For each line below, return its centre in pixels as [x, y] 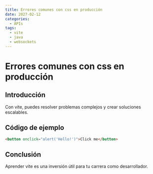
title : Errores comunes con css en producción [54, 10]
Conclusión [23, 154]
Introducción [25, 95]
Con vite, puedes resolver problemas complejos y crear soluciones [73, 107]
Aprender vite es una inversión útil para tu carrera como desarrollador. [76, 167]
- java [16, 38]
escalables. [17, 112]
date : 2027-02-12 [23, 14]
